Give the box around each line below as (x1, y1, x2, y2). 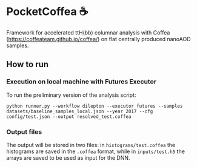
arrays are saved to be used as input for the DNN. (6, 154, 130, 161)
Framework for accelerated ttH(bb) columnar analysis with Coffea (6, 28, 170, 36)
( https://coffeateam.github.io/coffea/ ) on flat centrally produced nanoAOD (6, 35, 191, 42)
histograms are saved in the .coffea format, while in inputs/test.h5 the (6, 148, 185, 155)
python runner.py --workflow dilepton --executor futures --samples (6, 103, 183, 109)
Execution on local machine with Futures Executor (6, 77, 156, 86)
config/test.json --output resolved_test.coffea (6, 113, 132, 120)
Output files (6, 128, 42, 136)
